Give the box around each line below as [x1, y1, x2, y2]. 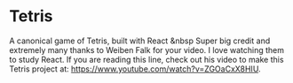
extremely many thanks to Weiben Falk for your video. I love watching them [9, 44, 285, 55]
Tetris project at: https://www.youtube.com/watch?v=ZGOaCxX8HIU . [9, 64, 261, 74]
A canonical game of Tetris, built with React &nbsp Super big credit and [9, 35, 271, 46]
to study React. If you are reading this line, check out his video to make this [9, 54, 284, 64]
